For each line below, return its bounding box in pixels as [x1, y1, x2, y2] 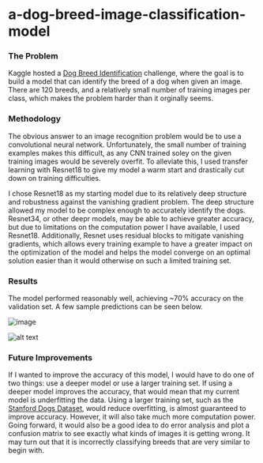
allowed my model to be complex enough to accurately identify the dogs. [8, 205, 246, 215]
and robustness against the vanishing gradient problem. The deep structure [8, 197, 254, 206]
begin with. [8, 446, 45, 455]
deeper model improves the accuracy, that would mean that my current [8, 387, 239, 397]
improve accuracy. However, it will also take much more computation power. [8, 412, 257, 422]
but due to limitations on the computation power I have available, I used [8, 222, 240, 231]
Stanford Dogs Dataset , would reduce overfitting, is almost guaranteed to [8, 404, 246, 413]
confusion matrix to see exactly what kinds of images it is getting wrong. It [8, 429, 250, 439]
